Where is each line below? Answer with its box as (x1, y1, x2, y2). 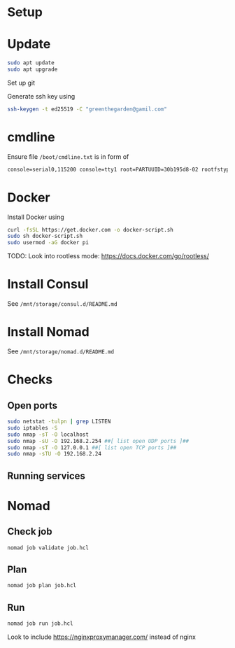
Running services (7, 470, 86, 481)
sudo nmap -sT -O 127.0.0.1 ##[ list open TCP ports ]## (7, 444, 177, 451)
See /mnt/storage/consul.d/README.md (7, 300, 117, 308)
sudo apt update (7, 59, 55, 66)
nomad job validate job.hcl (7, 544, 90, 551)
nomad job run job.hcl (7, 620, 73, 627)
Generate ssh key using (7, 92, 76, 100)
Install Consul (7, 276, 89, 293)
